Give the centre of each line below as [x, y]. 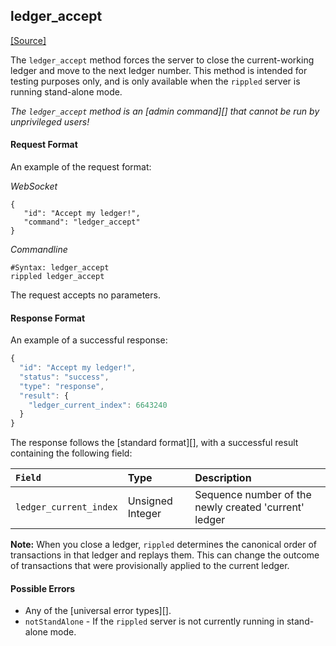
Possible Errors [43, 588]
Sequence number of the [253, 495]
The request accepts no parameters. [85, 295]
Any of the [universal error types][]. [98, 611]
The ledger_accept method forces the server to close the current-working [162, 60]
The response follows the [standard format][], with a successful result [154, 443]
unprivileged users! [50, 121]
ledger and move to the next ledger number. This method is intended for [159, 70]
